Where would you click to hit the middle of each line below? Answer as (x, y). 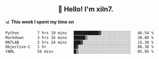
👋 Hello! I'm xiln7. (86, 9)
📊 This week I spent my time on (40, 22)
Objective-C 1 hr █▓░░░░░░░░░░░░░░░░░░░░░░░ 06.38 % (79, 47)
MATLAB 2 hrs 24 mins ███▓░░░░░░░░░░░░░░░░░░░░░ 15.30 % (79, 42)
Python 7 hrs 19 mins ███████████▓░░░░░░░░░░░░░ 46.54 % (79, 33)
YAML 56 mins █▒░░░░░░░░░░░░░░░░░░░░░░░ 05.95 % (79, 52)
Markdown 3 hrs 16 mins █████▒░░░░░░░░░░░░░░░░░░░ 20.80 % (79, 38)
